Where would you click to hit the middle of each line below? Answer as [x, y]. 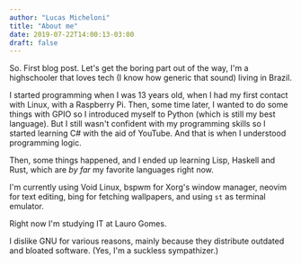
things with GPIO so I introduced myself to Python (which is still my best [142, 114]
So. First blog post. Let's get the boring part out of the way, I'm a [129, 68]
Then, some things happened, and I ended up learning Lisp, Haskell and [142, 160]
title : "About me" [44, 26]
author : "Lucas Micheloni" [60, 18]
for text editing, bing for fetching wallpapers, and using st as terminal [138, 197]
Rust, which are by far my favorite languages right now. [111, 170]
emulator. [27, 207]
